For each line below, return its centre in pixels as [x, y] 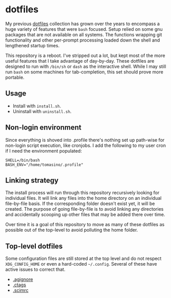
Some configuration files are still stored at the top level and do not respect [83, 258]
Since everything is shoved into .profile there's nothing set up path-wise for [85, 140]
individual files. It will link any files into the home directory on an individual [83, 198]
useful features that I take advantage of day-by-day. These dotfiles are [80, 61]
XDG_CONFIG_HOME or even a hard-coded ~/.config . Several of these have [81, 264]
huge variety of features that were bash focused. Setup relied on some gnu [84, 29]
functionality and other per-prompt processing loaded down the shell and [83, 40]
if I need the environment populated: [44, 151]
